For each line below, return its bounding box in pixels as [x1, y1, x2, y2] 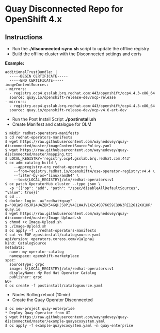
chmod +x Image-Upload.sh [9, 220, 62, 225]
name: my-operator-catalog [9, 249, 64, 254]
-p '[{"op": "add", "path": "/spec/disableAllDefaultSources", [9, 186, 140, 191]
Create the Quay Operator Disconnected [12, 297, 93, 303]
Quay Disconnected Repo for [5, 3, 124, 15]
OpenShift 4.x [5, 14, 62, 25]
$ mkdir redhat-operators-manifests [5, 131, 79, 136]
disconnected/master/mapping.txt [5, 152, 73, 157]
